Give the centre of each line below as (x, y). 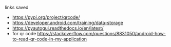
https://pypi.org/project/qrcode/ (46, 17)
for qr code (24, 33)
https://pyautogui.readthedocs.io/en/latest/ (58, 28)
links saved (17, 7)
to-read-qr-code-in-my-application (49, 39)
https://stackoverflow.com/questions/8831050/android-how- (102, 33)
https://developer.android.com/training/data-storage (68, 23)
